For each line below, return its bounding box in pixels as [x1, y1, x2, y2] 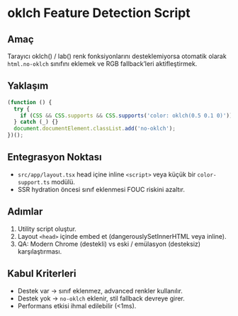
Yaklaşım [7, 80, 49, 92]
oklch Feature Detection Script [7, 5, 191, 21]
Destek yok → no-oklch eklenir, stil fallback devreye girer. [17, 294, 186, 303]
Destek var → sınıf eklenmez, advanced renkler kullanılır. [17, 286, 183, 295]
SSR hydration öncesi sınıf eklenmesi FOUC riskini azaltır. [17, 185, 186, 193]
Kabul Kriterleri [7, 268, 76, 280]
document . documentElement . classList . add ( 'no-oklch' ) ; [13, 125, 176, 132]
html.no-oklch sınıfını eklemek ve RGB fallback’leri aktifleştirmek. [7, 60, 198, 68]
